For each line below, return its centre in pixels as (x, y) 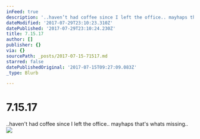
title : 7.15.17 (25, 34)
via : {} (16, 51)
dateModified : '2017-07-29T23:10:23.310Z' (60, 23)
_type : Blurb (22, 73)
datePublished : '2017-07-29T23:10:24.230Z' (61, 28)
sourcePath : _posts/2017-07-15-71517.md (57, 56)
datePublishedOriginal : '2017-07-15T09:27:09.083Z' (71, 67)
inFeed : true (22, 12)
